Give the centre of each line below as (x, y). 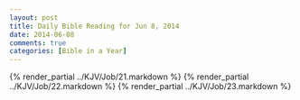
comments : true (38, 43)
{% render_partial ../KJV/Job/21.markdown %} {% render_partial (129, 77)
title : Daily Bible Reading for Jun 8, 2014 (94, 26)
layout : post (34, 18)
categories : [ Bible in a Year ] (68, 51)
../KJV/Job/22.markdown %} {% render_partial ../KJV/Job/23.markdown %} (150, 86)
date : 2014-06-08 (42, 34)
